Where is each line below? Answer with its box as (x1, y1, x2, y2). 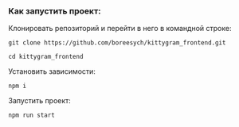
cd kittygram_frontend (8, 53, 84, 61)
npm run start (8, 111, 56, 120)
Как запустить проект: (8, 6, 101, 17)
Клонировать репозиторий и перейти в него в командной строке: (8, 24, 232, 33)
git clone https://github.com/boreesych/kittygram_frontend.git (8, 39, 226, 47)
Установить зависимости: (8, 67, 96, 76)
